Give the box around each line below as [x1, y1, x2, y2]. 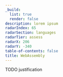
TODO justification [5, 67, 43, 73]
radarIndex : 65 [5, 26, 36, 31]
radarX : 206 [5, 39, 30, 44]
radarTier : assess [5, 35, 43, 40]
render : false [9, 16, 38, 21]
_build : [5, 7, 21, 12]
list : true [9, 12, 32, 17]
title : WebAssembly [5, 53, 45, 58]
